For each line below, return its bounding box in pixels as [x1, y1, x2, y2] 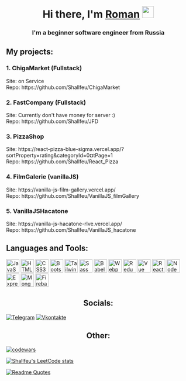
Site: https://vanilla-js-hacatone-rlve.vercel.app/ [6, 220, 123, 227]
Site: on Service [6, 77, 44, 84]
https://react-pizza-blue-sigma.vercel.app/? [18, 146, 125, 153]
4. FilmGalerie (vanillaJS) [6, 173, 79, 181]
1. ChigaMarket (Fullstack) [6, 64, 82, 73]
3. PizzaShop [6, 132, 44, 140]
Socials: [83, 298, 113, 308]
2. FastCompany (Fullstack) [6, 98, 87, 107]
